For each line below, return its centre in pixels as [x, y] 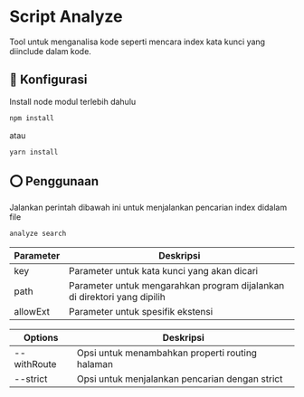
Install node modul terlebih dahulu [73, 101]
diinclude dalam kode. [51, 51]
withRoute [35, 364]
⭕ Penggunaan [54, 181]
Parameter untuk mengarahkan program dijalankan [176, 286]
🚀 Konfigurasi [48, 80]
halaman [95, 364]
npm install [32, 118]
